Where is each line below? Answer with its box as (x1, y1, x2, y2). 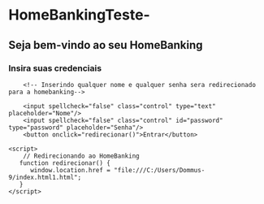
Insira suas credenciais (8, 63, 102, 74)
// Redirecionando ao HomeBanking (23, 152, 140, 160)
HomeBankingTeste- (8, 6, 150, 24)
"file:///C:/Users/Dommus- (113, 166, 206, 174)
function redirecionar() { (19, 158, 111, 167)
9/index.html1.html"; (8, 173, 82, 181)
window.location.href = (29, 166, 111, 174)
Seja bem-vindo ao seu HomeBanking (8, 38, 203, 52)
